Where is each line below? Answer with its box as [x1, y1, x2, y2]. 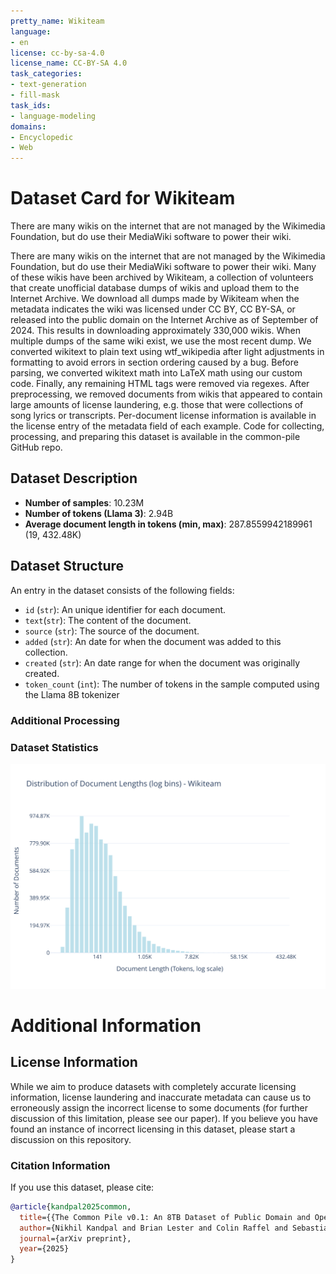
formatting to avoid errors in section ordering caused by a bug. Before [10, 356, 299, 369]
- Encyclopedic [10, 132, 74, 142]
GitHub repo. [10, 441, 63, 454]
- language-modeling [10, 111, 97, 121]
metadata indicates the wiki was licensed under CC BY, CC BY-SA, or [10, 303, 296, 315]
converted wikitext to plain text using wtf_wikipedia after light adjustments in [10, 346, 325, 358]
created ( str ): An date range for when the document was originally [24, 656, 301, 669]
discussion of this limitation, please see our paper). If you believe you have [10, 1112, 318, 1124]
